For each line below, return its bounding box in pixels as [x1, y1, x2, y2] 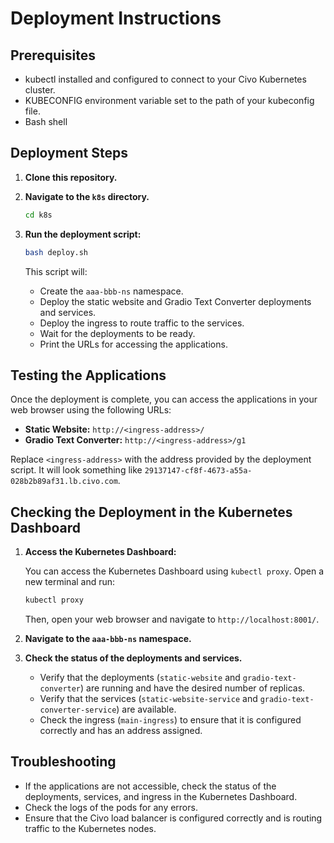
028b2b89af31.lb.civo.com [10, 477, 118, 487]
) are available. [116, 703, 177, 716]
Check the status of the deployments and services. [24, 652, 243, 664]
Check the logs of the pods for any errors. [24, 801, 198, 813]
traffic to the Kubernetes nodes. [24, 822, 157, 834]
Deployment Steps [10, 145, 128, 162]
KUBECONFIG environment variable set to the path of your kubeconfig [24, 95, 315, 106]
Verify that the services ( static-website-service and [39, 693, 258, 705]
